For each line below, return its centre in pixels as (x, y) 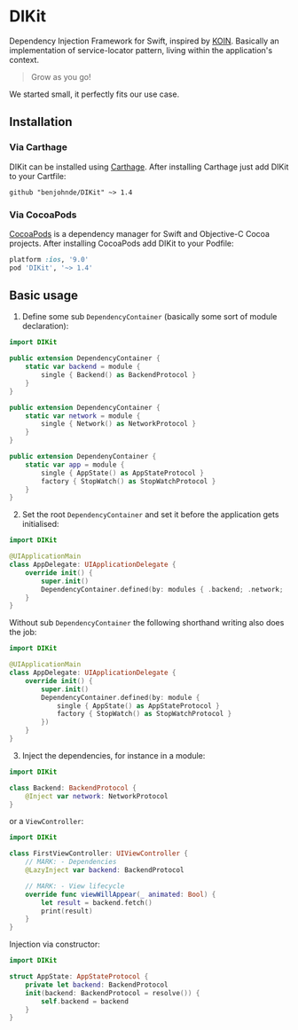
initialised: (40, 524)
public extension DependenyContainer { (83, 457)
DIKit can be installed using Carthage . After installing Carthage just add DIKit (149, 167)
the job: (23, 633)
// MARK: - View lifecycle (75, 886)
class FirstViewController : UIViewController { (99, 853)
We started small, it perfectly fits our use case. (94, 94)
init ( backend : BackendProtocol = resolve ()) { (113, 993)
